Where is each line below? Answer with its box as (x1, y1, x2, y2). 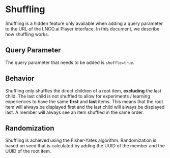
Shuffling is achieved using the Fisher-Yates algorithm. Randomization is (5, 137, 157, 143)
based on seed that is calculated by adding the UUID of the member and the (5, 143, 165, 149)
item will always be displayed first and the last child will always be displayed (5, 104, 165, 110)
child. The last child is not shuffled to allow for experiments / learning (5, 93, 150, 99)
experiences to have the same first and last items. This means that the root (5, 98, 163, 105)
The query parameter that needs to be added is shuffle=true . (5, 59, 135, 66)
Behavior (5, 74, 35, 83)
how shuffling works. (5, 31, 49, 37)
